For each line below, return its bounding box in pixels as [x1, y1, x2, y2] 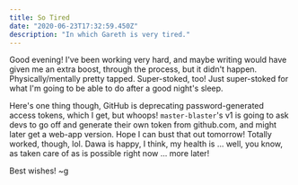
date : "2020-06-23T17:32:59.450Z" [9, 22, 139, 31]
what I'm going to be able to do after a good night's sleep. [9, 83, 223, 94]
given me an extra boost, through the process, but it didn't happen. [9, 64, 258, 75]
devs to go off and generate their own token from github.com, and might [9, 119, 276, 130]
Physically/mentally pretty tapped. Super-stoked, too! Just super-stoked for [9, 74, 289, 84]
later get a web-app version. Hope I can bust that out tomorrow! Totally [9, 129, 272, 140]
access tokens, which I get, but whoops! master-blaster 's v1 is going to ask [9, 110, 289, 121]
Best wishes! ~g [9, 165, 69, 176]
